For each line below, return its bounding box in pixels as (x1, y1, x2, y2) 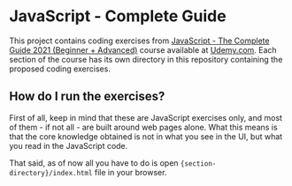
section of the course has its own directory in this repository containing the (9, 54, 283, 64)
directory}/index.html (9, 168, 93, 177)
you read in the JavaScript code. (9, 140, 128, 151)
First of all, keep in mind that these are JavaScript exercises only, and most (9, 112, 283, 123)
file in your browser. (94, 167, 167, 177)
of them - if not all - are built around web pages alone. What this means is (9, 122, 278, 132)
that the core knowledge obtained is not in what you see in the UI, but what (9, 130, 283, 142)
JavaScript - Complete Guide (9, 6, 227, 26)
